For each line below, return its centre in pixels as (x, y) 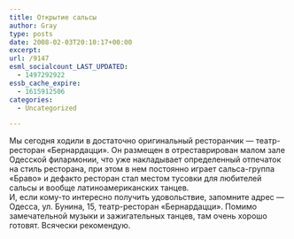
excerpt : (25, 50)
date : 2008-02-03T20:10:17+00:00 (71, 42)
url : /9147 (29, 58)
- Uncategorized (47, 108)
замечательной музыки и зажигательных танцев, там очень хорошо (138, 216)
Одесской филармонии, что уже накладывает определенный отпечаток (145, 159)
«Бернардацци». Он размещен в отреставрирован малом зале (166, 150)
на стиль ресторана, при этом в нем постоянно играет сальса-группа (142, 169)
